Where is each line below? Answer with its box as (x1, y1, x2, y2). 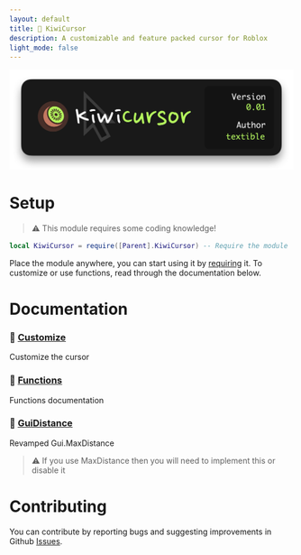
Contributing (9, 496, 107, 516)
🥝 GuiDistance (9, 417, 74, 430)
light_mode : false (9, 43, 78, 52)
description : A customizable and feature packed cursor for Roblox (9, 33, 269, 42)
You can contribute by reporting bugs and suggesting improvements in (9, 526, 272, 537)
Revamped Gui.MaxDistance (9, 438, 114, 449)
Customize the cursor (9, 352, 90, 363)
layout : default (9, 14, 70, 23)
